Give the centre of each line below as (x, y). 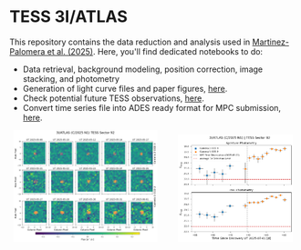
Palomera (27, 51)
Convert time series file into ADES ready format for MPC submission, (151, 107)
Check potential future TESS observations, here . (114, 98)
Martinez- (271, 42)
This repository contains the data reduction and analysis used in (130, 42)
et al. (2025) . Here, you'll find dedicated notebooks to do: (155, 51)
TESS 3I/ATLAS (68, 17)
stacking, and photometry (71, 78)
